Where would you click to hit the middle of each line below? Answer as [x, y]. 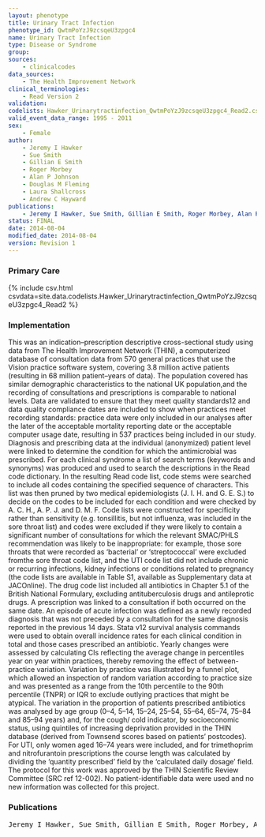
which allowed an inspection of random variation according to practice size [130, 678]
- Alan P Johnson [51, 177]
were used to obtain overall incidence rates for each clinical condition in [125, 636]
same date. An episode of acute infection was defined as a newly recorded [130, 611]
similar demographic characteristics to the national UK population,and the [128, 385]
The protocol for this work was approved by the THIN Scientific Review [123, 770]
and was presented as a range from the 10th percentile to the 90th [116, 686]
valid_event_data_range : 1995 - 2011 [70, 118]
